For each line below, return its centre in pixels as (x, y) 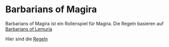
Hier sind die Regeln (27, 39)
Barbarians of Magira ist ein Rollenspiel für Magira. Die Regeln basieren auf (84, 24)
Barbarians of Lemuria (29, 29)
